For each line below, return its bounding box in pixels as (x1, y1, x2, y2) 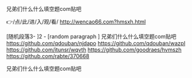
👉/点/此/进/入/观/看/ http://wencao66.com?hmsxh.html (6, 18, 146, 25)
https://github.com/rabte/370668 (6, 53, 90, 59)
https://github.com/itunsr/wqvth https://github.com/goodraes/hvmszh (6, 46, 182, 53)
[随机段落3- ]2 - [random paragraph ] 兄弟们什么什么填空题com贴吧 (6, 33, 177, 40)
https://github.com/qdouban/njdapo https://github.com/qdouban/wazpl (6, 40, 186, 47)
